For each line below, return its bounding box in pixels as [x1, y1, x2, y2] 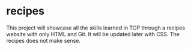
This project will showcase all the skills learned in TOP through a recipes [6, 24, 185, 31]
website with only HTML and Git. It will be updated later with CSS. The [6, 30, 180, 37]
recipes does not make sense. [6, 37, 81, 44]
